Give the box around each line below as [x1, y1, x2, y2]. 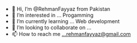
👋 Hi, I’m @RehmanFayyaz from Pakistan [11, 6, 111, 12]
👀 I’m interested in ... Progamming [11, 12, 94, 19]
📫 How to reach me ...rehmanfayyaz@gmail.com [11, 31, 131, 37]
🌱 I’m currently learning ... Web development [11, 18, 120, 24]
